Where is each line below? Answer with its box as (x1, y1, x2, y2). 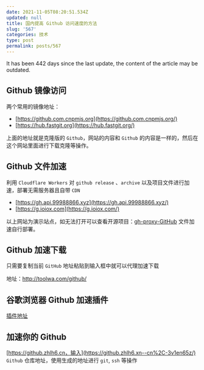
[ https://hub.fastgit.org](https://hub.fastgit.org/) (15, 122, 135, 129)
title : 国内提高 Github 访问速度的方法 (6, 20, 97, 26)
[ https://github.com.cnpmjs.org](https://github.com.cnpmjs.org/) (15, 115, 178, 122)
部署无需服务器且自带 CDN (16, 186, 80, 194)
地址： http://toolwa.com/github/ (6, 275, 87, 283)
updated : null (6, 15, 43, 21)
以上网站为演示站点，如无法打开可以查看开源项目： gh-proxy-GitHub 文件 (6, 217, 189, 225)
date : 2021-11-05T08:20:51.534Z (6, 9, 88, 15)
